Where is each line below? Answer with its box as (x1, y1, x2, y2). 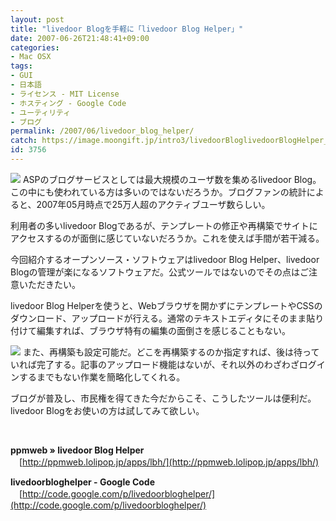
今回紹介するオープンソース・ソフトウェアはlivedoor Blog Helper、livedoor (10, 253, 320, 265)
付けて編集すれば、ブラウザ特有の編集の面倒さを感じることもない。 (10, 324, 291, 336)
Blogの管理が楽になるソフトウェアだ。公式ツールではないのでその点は (10, 266, 301, 278)
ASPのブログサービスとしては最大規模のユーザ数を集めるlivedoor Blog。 (22, 173, 322, 185)
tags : (10, 61, 33, 71)
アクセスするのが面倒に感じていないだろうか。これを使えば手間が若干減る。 (10, 232, 325, 244)
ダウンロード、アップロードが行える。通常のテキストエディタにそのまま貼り (10, 312, 325, 324)
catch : (10, 136, 38, 146)
